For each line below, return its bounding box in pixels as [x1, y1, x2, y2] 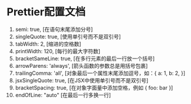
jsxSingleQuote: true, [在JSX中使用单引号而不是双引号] [15, 77, 149, 84]
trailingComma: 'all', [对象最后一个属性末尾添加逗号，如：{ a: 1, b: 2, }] [15, 70, 186, 77]
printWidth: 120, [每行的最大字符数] [15, 47, 101, 54]
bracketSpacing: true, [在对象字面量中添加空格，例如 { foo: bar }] [15, 84, 173, 91]
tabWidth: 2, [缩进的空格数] [15, 40, 81, 47]
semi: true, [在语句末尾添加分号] [15, 26, 93, 33]
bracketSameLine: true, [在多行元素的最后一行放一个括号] [15, 55, 155, 62]
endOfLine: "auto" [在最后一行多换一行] [15, 91, 111, 98]
